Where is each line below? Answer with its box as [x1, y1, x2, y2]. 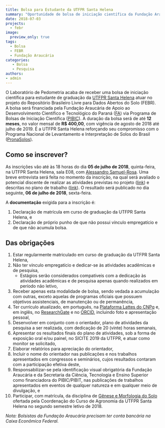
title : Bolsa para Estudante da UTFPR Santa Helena [5, 7, 113, 12]
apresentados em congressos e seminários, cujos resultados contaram [12, 356, 156, 362]
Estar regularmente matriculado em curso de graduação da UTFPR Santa [12, 252, 160, 258]
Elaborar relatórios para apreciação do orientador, [12, 346, 114, 352]
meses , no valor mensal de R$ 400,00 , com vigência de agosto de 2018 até [5, 121, 160, 126]
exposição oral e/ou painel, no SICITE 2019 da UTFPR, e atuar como [12, 336, 150, 341]
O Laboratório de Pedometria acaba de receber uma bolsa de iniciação [5, 89, 149, 95]
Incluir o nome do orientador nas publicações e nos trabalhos [12, 351, 137, 357]
